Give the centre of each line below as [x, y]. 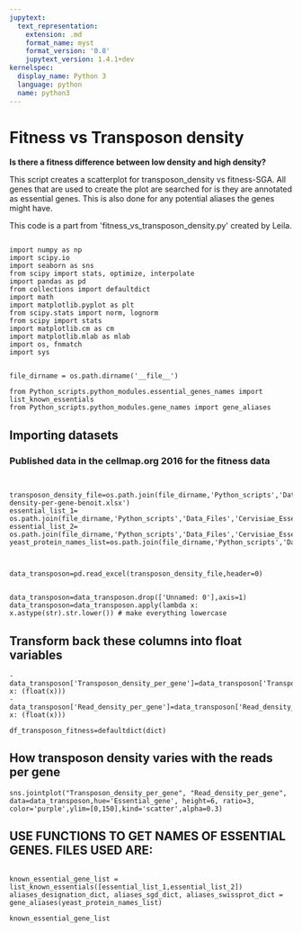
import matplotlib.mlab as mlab [70, 337]
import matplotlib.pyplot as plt [72, 305]
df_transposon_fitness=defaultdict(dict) [88, 730]
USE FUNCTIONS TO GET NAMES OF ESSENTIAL [147, 836]
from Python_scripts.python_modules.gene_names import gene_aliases [140, 408]
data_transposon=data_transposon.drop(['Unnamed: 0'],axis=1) [128, 598]
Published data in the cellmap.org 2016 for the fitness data [140, 461]
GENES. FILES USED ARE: [81, 851]
